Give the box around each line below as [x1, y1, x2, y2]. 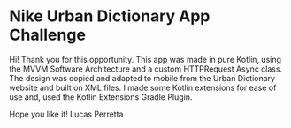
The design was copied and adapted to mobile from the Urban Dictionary [9, 72, 276, 83]
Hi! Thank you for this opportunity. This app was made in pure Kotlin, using [9, 54, 281, 64]
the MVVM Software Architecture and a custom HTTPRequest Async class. [9, 64, 283, 74]
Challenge [9, 25, 87, 45]
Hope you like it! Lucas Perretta [9, 109, 124, 119]
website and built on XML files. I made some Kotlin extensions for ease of [9, 82, 277, 93]
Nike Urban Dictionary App [9, 6, 211, 26]
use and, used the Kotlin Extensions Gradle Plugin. [9, 91, 193, 102]
